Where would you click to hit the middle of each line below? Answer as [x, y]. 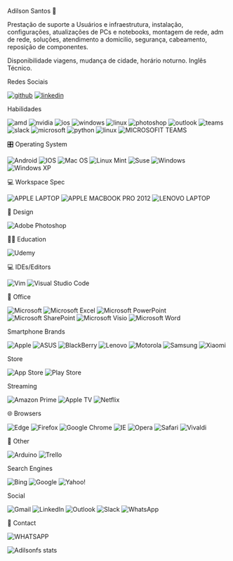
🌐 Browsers [25, 413]
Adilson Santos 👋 [32, 11]
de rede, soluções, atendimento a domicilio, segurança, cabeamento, [107, 39]
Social [16, 496]
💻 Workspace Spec [36, 182]
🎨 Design [20, 212]
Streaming [22, 386]
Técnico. [20, 68]
